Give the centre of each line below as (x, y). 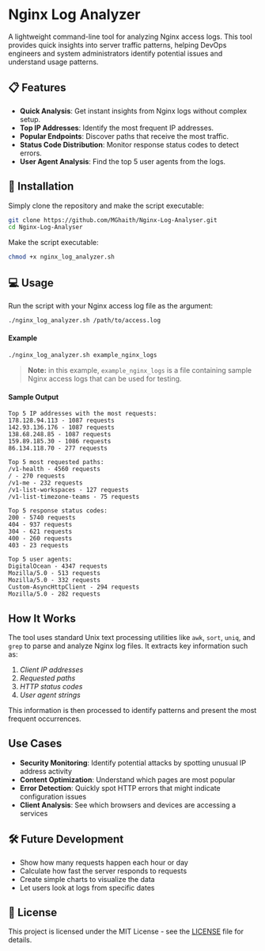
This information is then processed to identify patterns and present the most (132, 710)
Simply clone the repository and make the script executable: (106, 205)
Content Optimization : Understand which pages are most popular (127, 780)
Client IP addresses (51, 669)
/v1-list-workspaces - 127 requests (68, 490)
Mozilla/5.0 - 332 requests (55, 581)
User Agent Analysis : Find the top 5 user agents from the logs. (123, 161)
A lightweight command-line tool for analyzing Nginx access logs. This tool (131, 36)
